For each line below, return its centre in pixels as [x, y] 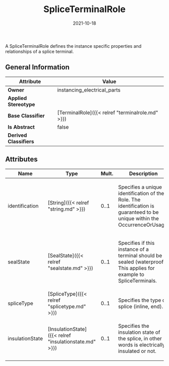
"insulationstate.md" [72, 341]
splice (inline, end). [141, 306]
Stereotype [21, 104]
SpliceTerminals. [137, 281]
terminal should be [140, 255]
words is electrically [142, 344]
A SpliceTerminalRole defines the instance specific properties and [73, 46]
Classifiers [21, 141]
